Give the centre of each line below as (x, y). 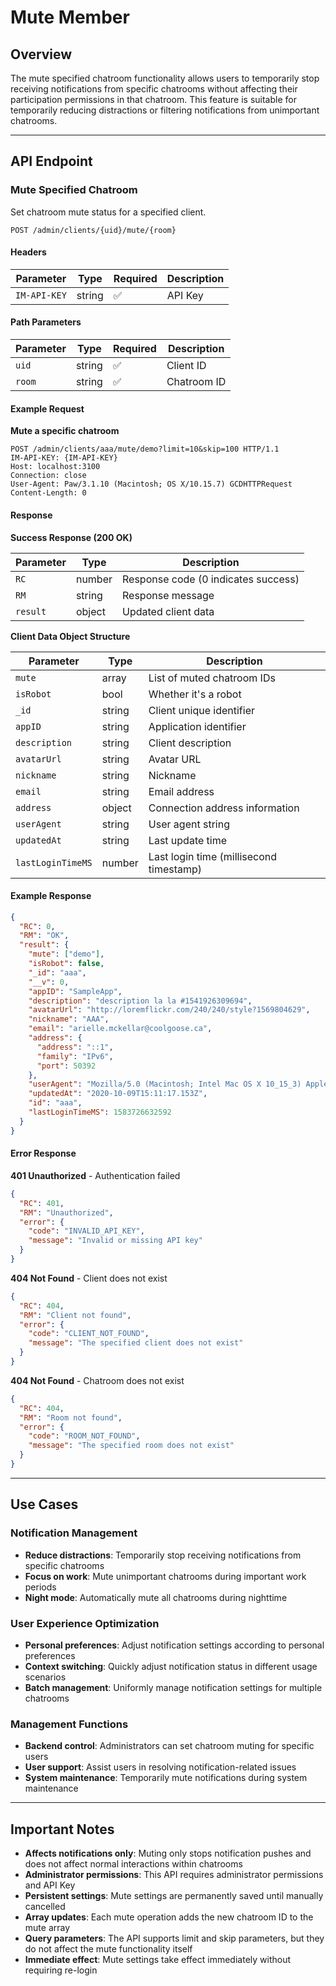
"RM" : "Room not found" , (71, 1417)
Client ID (186, 366)
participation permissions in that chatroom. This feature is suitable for (153, 99)
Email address (181, 791)
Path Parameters (46, 322)
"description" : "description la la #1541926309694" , (140, 1001)
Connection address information (224, 808)
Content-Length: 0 (48, 493)
